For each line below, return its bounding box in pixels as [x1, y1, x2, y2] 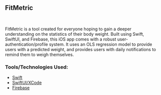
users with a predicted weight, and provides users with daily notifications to [5, 46, 156, 52]
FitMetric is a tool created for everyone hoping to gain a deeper [5, 26, 132, 32]
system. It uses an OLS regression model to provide [49, 41, 152, 47]
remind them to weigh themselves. [5, 52, 74, 57]
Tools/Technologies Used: [5, 64, 68, 70]
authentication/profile [5, 41, 48, 47]
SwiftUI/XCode [12, 80, 42, 86]
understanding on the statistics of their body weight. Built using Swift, [5, 31, 145, 37]
